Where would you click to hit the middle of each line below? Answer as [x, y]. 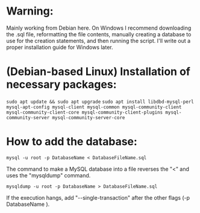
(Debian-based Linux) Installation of [98, 72]
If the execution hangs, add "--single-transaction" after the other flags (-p [98, 197]
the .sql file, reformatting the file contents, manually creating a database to [99, 34]
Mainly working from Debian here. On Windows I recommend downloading [99, 28]
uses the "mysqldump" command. [48, 175]
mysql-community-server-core [89, 117]
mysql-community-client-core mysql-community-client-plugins [85, 112]
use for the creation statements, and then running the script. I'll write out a [98, 41]
